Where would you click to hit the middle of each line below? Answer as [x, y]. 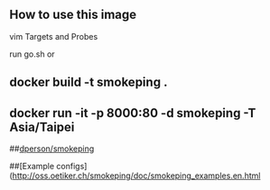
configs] [72, 167]
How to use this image [73, 15]
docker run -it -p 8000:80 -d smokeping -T [133, 113]
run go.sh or [33, 54]
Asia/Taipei [42, 127]
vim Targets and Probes [54, 36]
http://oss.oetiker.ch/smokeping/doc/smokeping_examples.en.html [136, 176]
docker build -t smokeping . [88, 82]
